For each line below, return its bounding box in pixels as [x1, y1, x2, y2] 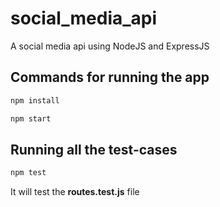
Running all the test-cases [10, 141, 178, 158]
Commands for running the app [10, 69, 210, 86]
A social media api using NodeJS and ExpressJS [10, 40, 210, 52]
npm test [10, 168, 47, 178]
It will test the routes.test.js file [10, 186, 140, 198]
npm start [10, 113, 52, 124]
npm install [10, 95, 60, 106]
